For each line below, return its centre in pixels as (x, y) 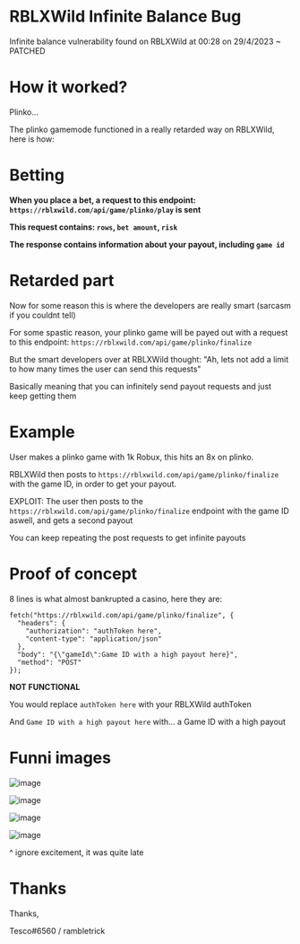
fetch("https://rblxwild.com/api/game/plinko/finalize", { (122, 615)
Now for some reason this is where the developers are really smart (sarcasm (150, 305)
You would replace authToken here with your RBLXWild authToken (131, 704)
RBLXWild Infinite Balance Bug (125, 17)
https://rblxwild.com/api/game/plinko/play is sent (105, 209)
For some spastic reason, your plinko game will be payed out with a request (149, 332)
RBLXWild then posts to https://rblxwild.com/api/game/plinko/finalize (144, 474)
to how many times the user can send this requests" (105, 369)
